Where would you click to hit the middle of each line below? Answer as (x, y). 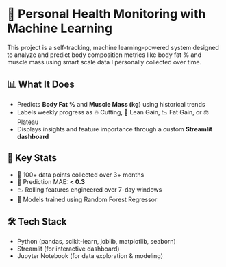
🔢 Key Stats (32, 158)
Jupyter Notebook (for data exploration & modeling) (90, 256)
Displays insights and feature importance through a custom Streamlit (114, 129)
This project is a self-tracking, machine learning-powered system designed (113, 47)
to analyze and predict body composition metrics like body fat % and (104, 55)
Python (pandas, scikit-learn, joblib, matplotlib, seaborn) (96, 242)
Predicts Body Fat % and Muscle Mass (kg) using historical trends (111, 104)
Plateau (28, 122)
